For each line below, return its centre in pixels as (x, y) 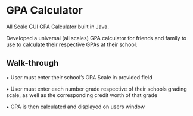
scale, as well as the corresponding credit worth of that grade (82, 95)
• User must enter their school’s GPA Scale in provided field (80, 77)
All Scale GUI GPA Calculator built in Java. (57, 27)
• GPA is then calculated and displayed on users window (75, 107)
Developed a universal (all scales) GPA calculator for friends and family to (96, 38)
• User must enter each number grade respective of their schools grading (97, 89)
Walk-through (32, 63)
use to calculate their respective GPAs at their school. (72, 44)
